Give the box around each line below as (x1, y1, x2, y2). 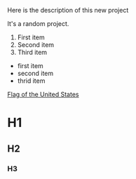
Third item (17, 48, 48, 56)
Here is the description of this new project (7, 6, 129, 14)
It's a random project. (7, 20, 69, 27)
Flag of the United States (7, 91, 79, 98)
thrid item (17, 77, 46, 85)
